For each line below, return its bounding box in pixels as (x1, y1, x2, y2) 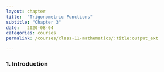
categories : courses (6, 30, 57, 36)
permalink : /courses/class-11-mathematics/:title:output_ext (6, 35, 159, 41)
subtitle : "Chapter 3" (6, 19, 61, 25)
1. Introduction (6, 59, 48, 67)
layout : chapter (6, 8, 46, 15)
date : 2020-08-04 (6, 24, 54, 31)
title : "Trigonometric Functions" (6, 14, 93, 20)
